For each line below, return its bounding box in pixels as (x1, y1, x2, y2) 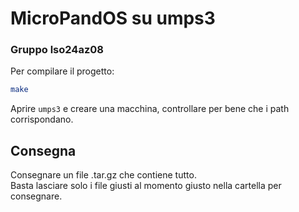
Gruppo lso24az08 (10, 43, 104, 57)
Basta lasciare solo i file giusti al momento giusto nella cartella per (10, 180, 282, 192)
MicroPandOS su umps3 (10, 7, 216, 30)
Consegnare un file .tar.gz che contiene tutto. (10, 169, 197, 181)
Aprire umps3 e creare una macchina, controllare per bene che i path (10, 103, 290, 115)
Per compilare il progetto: (10, 65, 115, 77)
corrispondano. (10, 113, 74, 126)
